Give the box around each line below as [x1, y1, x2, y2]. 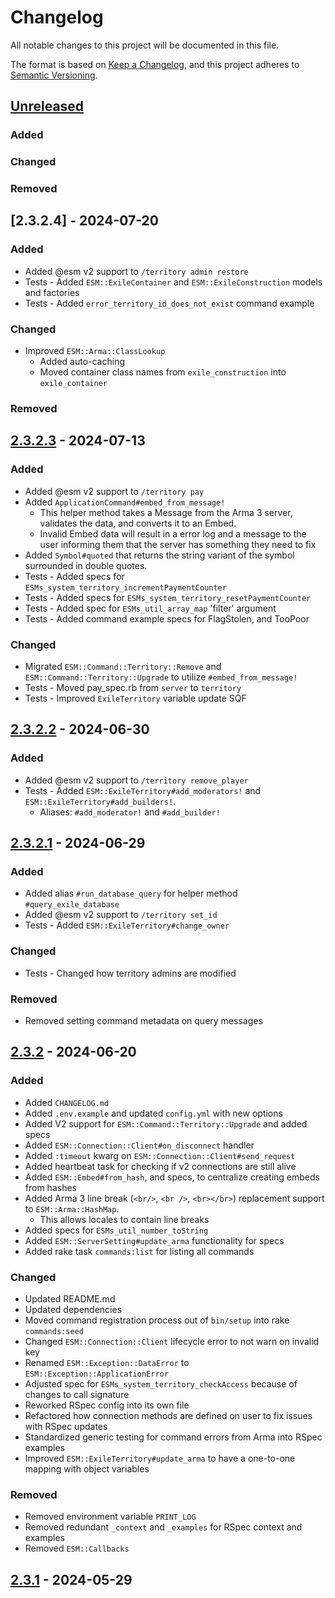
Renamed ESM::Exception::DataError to [24, 1356, 190, 1368]
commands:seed [24, 1326, 84, 1336]
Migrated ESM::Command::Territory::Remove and [24, 660, 222, 672]
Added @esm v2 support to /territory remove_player [24, 774, 249, 786]
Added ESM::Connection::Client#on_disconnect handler [24, 1139, 255, 1151]
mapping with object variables [24, 1462, 150, 1475]
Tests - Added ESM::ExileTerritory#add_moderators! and [24, 784, 262, 796]
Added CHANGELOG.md [24, 1096, 110, 1108]
